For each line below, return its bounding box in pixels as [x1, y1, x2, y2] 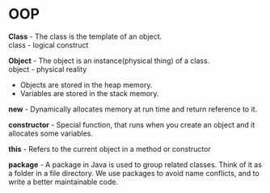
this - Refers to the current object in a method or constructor [8, 144, 212, 153]
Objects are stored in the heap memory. [19, 80, 153, 90]
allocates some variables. [8, 128, 93, 138]
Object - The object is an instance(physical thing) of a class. [8, 56, 210, 65]
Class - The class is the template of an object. [8, 31, 162, 41]
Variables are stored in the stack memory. [19, 88, 159, 98]
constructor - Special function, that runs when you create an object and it [8, 120, 255, 129]
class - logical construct [8, 40, 89, 49]
